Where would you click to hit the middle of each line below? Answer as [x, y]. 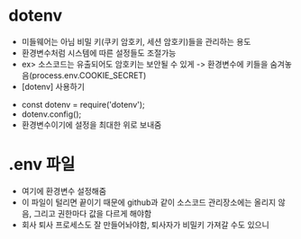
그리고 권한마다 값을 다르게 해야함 [93, 213]
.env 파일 [42, 165]
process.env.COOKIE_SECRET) [89, 75]
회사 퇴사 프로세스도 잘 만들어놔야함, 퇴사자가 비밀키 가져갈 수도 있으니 [145, 225]
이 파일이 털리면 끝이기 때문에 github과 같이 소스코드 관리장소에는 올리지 [149, 202]
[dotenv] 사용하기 [53, 86]
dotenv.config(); [51, 114]
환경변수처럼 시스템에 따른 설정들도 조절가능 [99, 53]
